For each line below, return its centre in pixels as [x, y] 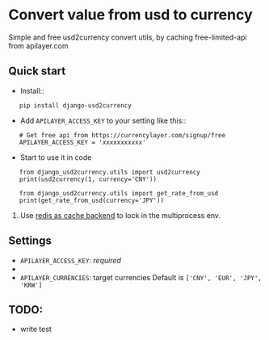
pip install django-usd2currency [75, 105]
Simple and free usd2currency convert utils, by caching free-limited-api [128, 37]
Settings [30, 241]
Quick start [37, 71]
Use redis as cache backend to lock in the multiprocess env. [120, 215]
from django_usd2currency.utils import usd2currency [109, 172]
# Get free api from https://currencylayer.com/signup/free [122, 135]
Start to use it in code [56, 157]
